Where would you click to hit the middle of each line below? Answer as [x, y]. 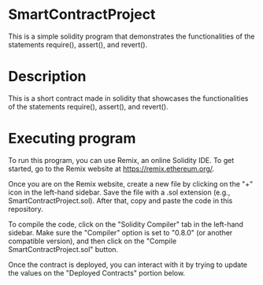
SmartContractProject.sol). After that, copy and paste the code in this [120, 200]
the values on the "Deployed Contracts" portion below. [97, 272]
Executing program [72, 139]
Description [47, 77]
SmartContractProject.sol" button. [63, 249]
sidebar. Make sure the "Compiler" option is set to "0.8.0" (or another [120, 232]
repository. [26, 209]
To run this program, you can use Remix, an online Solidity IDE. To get [121, 160]
